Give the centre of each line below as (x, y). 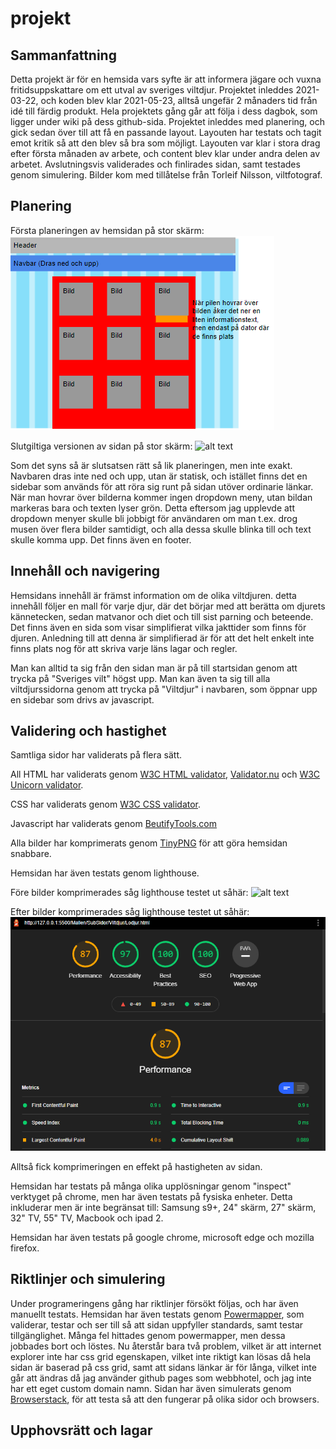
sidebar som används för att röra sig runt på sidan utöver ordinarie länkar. (162, 486)
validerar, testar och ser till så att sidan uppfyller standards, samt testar (157, 1324)
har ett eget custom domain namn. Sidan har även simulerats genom (151, 1388)
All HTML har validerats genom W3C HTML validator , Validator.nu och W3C (165, 774)
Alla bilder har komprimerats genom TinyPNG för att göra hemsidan (149, 843)
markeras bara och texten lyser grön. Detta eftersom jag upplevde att (153, 508)
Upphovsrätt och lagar (81, 1430)
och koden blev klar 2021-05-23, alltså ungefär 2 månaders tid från (179, 100)
